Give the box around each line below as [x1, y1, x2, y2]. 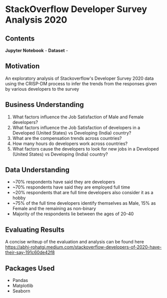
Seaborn [12, 288, 30, 294]
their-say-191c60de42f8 [5, 249, 55, 255]
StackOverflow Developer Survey [5, 4, 147, 15]
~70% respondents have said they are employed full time [12, 184, 130, 190]
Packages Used [5, 264, 55, 272]
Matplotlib [12, 282, 33, 289]
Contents [5, 34, 35, 43]
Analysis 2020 [5, 14, 67, 26]
